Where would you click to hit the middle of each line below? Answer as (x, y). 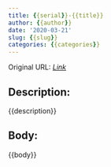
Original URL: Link (37, 67)
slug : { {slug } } (33, 37)
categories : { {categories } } (54, 45)
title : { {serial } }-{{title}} (56, 15)
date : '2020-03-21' (40, 30)
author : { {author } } (40, 23)
